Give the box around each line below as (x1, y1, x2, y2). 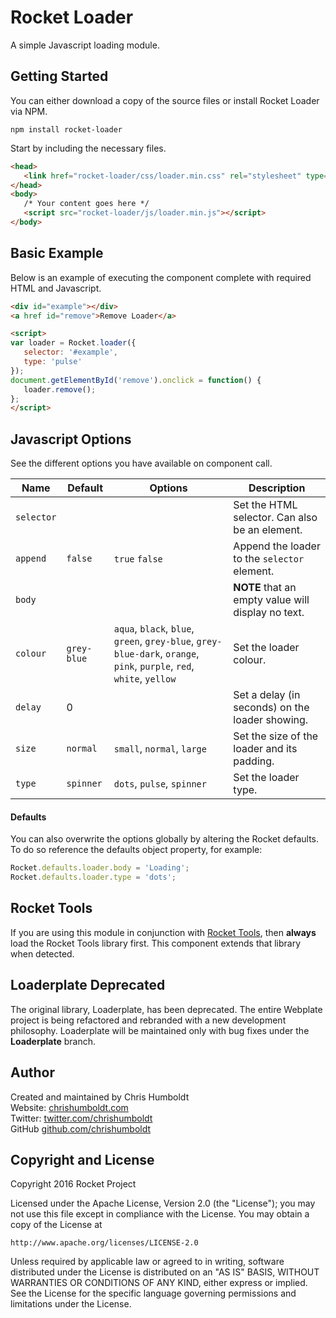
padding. (233, 754, 275, 768)
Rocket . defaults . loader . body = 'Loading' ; (10, 863, 190, 873)
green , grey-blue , (113, 634, 195, 648)
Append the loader (233, 539, 321, 553)
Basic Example (10, 245, 104, 262)
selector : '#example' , (23, 347, 118, 358)
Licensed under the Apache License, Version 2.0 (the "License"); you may (10, 1197, 316, 1210)
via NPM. (10, 105, 48, 117)
